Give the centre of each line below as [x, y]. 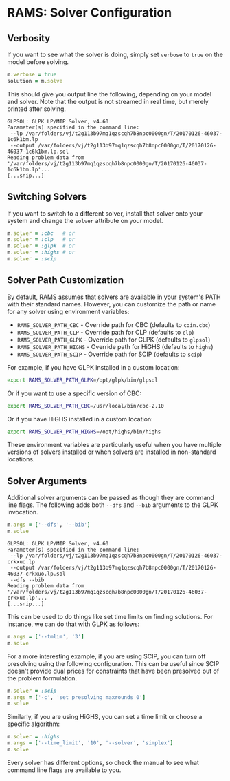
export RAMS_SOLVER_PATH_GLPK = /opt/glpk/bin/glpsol [82, 380]
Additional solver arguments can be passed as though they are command [111, 498]
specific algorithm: [34, 724]
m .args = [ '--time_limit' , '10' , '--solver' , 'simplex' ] [90, 743]
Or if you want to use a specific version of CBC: [74, 393]
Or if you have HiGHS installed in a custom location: [80, 419]
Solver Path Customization [66, 280]
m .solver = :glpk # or [41, 246]
